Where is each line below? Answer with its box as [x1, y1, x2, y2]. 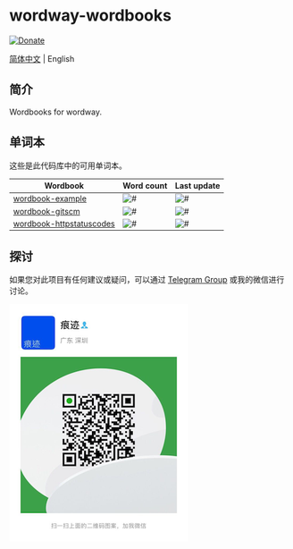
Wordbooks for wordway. [9, 106, 103, 117]
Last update [174, 181, 221, 191]
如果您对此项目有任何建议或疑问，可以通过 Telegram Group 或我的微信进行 [9, 274, 285, 285]
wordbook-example [13, 193, 88, 204]
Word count [122, 181, 168, 191]
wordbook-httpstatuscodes [13, 218, 116, 229]
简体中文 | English [9, 53, 75, 63]
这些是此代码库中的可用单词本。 [9, 160, 127, 171]
